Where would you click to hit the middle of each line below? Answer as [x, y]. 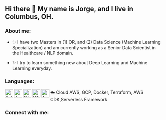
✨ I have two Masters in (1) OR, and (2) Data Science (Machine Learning [86, 42]
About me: [18, 31]
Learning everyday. [32, 68]
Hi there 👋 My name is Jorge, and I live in [69, 9]
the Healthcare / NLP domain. [43, 53]
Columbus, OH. [29, 17]
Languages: [20, 81]
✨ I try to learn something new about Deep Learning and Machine [80, 62]
